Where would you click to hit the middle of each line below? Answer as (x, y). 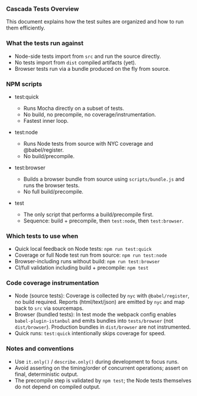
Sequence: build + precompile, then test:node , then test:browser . (103, 221)
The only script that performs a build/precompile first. (89, 214)
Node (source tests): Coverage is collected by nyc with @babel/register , (102, 296)
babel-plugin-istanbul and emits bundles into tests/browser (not (94, 321)
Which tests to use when (42, 236)
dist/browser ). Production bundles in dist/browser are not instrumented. (103, 327)
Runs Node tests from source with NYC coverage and (88, 143)
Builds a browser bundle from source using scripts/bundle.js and (104, 179)
